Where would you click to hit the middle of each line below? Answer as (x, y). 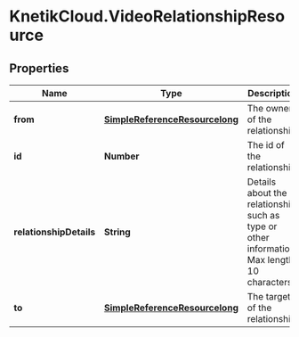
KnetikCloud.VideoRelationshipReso (147, 16)
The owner (270, 108)
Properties (39, 68)
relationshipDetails (55, 232)
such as (263, 215)
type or (262, 226)
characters (270, 282)
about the (267, 193)
